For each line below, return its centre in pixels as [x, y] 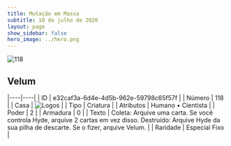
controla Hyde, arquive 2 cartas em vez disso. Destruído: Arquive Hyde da [114, 120]
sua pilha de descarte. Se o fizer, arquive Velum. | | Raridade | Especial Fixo [116, 127]
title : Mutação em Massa [43, 14]
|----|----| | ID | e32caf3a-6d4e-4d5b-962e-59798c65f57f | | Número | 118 [116, 97]
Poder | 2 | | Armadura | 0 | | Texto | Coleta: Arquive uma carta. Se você [110, 113]
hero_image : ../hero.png [43, 40]
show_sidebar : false [37, 33]
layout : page [26, 26]
